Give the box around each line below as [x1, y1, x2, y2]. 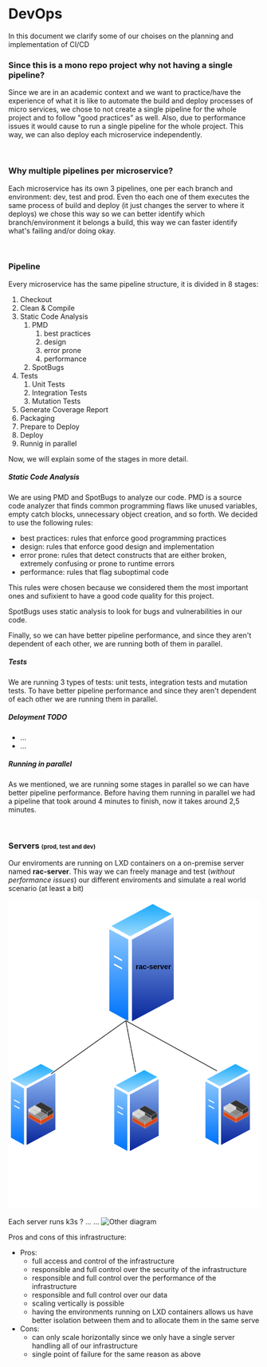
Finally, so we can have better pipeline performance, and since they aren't [8, 630, 252, 640]
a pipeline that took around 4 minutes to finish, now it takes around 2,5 [8, 796, 240, 806]
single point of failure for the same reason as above [31, 1349, 202, 1359]
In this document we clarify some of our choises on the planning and [8, 31, 234, 41]
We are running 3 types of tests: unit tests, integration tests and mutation [8, 677, 249, 686]
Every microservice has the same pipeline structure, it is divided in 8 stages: [8, 279, 259, 289]
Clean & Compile [19, 303, 76, 312]
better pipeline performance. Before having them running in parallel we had [8, 788, 256, 797]
